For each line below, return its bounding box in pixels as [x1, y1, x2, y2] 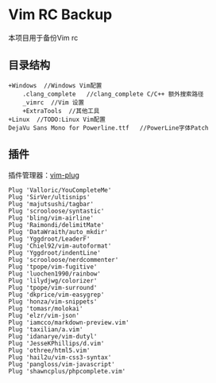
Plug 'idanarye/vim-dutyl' [8, 332, 98, 340]
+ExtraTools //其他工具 [22, 107, 100, 115]
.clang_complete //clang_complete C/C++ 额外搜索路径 [22, 90, 204, 98]
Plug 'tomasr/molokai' [8, 304, 83, 312]
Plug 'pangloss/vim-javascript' [8, 360, 115, 368]
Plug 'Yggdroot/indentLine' [8, 248, 102, 256]
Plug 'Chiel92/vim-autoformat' [8, 241, 112, 250]
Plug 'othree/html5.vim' [8, 346, 91, 354]
